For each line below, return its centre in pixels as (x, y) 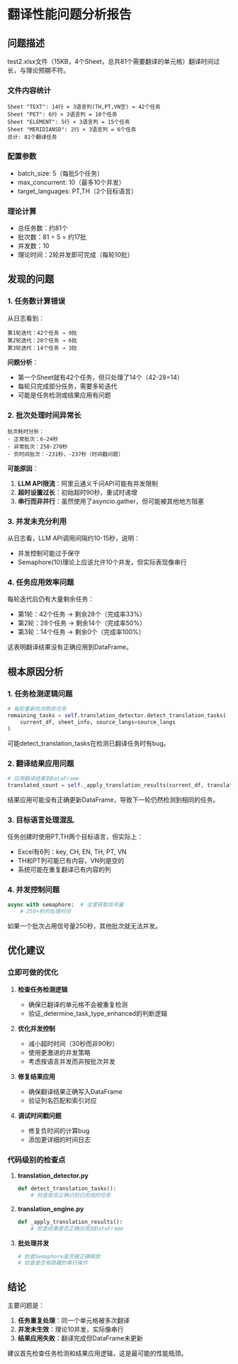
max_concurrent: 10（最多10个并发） (71, 182)
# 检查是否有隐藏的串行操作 (52, 1263)
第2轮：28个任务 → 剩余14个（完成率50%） (82, 623)
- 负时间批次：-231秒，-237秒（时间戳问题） (66, 454)
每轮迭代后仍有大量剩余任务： (51, 599)
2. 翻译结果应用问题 (41, 763)
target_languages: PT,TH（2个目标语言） (77, 191)
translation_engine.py (51, 1208)
